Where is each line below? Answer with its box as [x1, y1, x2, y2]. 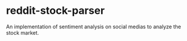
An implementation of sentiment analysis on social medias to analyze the [6, 23, 181, 30]
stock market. [6, 29, 39, 36]
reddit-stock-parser [6, 4, 105, 17]
